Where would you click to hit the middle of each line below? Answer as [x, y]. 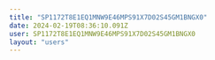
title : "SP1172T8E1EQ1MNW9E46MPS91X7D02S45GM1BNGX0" [108, 17]
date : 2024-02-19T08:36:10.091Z [69, 26]
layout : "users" [39, 42]
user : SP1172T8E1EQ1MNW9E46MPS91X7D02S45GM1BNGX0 [103, 34]
